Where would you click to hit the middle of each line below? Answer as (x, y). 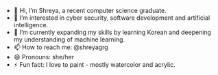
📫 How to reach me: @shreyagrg (61, 47)
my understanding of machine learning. (69, 40)
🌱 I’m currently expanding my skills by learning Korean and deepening (112, 32)
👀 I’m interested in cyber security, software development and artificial (112, 18)
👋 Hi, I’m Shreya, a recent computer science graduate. (90, 11)
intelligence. (31, 25)
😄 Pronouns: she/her (44, 57)
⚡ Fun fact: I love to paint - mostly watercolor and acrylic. (95, 64)
